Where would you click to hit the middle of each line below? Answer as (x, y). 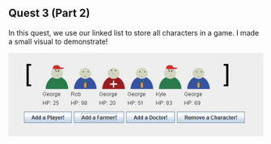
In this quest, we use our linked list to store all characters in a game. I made (134, 32)
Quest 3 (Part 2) (49, 13)
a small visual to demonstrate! (58, 41)
